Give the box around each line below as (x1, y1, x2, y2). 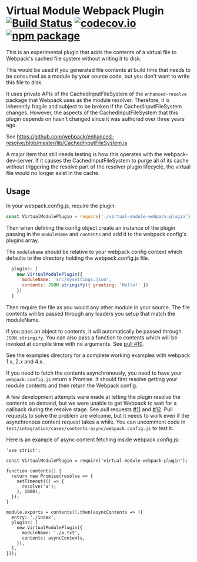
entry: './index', (11, 514, 57, 520)
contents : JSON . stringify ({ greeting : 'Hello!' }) (21, 282, 149, 288)
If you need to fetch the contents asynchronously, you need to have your (6, 369, 182, 376)
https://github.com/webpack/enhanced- (16, 133, 115, 140)
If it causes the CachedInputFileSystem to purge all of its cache (35, 157, 189, 164)
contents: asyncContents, (21, 535, 85, 541)
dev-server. (6, 157, 34, 164)
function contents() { (6, 468, 62, 474)
